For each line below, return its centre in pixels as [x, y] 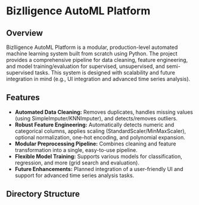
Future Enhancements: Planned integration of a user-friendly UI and [99, 169]
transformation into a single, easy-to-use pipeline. [76, 150]
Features [23, 97]
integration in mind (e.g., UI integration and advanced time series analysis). [98, 79]
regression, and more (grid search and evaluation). [77, 163]
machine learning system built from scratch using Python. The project [92, 54]
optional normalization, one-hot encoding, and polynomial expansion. [100, 137]
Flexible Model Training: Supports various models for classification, [99, 156]
